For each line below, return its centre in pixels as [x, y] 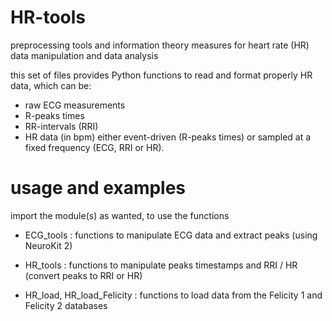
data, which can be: [51, 85]
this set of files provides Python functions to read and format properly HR [161, 75]
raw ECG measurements [75, 105]
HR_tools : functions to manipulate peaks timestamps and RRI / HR [161, 265]
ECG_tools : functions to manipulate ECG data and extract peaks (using [171, 235]
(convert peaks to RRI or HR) [83, 275]
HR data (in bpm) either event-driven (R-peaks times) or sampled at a [168, 137]
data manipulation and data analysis [84, 55]
